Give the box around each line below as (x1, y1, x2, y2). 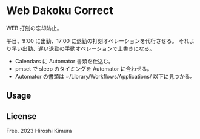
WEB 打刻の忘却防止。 (6, 24, 62, 31)
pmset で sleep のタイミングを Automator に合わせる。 (15, 65, 153, 73)
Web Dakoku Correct (6, 4, 113, 18)
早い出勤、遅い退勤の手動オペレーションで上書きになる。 (11, 45, 155, 52)
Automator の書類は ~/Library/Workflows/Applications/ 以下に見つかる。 (15, 73, 196, 80)
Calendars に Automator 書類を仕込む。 (15, 57, 114, 65)
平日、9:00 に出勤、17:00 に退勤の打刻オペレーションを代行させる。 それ (6, 37, 190, 44)
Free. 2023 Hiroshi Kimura (6, 128, 72, 135)
